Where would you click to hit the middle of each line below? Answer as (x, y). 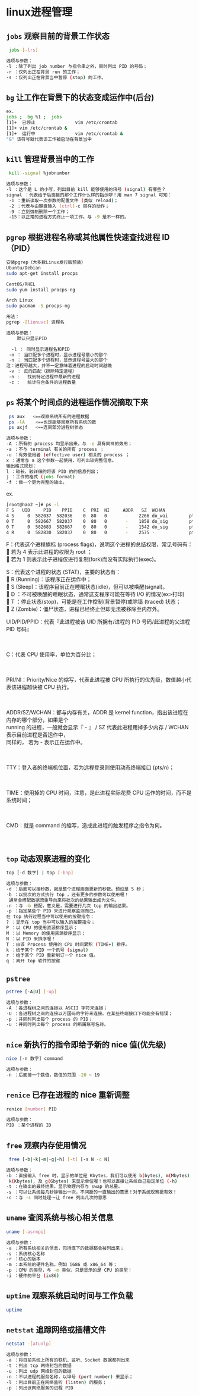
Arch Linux (20, 300)
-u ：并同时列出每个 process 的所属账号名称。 (57, 1025)
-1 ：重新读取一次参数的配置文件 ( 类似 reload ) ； (63, 200)
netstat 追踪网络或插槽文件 (56, 1330)
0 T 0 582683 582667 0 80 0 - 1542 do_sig (87, 527)
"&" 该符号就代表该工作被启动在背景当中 (49, 139)
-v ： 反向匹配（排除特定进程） (43, 371)
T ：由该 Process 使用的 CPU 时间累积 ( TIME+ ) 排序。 (68, 944)
